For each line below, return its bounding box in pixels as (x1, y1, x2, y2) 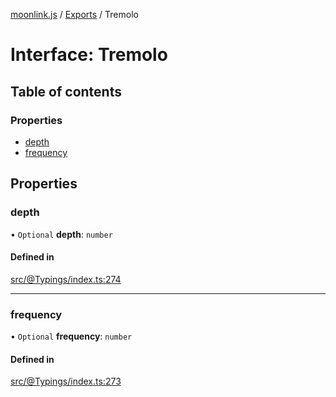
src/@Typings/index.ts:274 (10, 273, 122, 285)
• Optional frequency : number (10, 330, 133, 343)
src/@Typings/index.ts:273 (10, 375, 122, 388)
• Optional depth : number (10, 228, 113, 240)
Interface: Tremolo (10, 44, 168, 66)
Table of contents (10, 83, 122, 100)
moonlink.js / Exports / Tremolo (10, 9, 139, 20)
